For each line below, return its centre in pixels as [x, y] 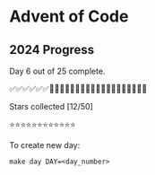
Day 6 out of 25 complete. [57, 71]
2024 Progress [52, 50]
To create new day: [45, 145]
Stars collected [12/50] [52, 106]
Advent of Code [69, 17]
